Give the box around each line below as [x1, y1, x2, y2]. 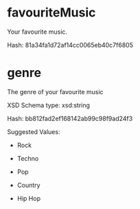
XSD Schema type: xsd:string [7, 101, 91, 109]
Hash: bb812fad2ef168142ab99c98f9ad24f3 [7, 114, 133, 122]
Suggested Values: [7, 127, 60, 135]
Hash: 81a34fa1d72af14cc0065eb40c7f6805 [7, 41, 134, 49]
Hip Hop [16, 194, 41, 202]
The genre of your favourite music [7, 87, 104, 96]
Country [16, 181, 40, 189]
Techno [16, 154, 39, 162]
